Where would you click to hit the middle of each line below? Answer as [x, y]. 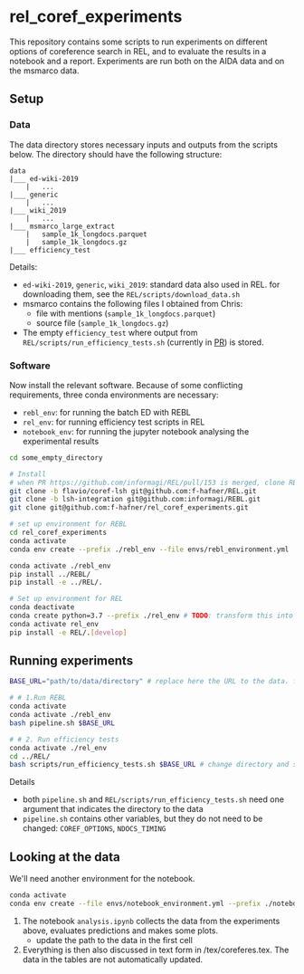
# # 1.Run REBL [38, 698]
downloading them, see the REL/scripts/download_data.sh [131, 294]
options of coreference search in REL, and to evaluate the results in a [138, 51]
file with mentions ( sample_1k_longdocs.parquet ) [126, 313]
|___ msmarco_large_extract [62, 226]
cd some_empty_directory [56, 458]
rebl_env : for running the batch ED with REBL [107, 412]
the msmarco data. [44, 71]
